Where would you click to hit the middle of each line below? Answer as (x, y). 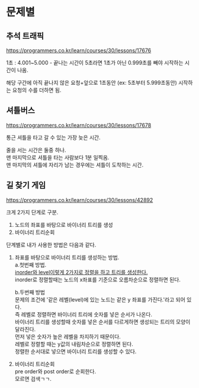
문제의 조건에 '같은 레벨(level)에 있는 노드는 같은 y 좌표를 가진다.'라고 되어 (100, 299)
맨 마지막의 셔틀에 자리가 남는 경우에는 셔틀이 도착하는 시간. (75, 165)
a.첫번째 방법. (31, 265)
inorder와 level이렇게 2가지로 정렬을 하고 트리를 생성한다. (81, 272)
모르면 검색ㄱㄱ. (33, 379)
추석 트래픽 (25, 36)
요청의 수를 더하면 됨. (37, 90)
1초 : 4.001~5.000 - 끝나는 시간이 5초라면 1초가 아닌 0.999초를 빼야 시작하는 (95, 62)
